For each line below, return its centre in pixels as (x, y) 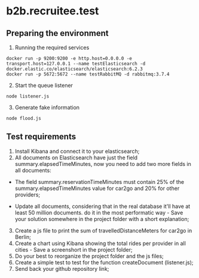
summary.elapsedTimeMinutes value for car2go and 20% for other (97, 188)
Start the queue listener (44, 85)
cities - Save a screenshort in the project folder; (74, 249)
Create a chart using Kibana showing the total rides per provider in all (100, 243)
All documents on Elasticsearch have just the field (76, 158)
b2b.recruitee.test (53, 11)
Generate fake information (47, 107)
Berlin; (23, 237)
